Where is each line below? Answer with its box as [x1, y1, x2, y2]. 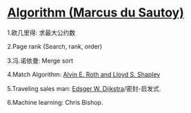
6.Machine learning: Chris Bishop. [7, 98, 103, 106]
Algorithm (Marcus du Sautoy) [7, 5, 185, 21]
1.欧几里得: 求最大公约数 [7, 28, 76, 37]
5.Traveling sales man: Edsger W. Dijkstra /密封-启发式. [7, 84, 161, 92]
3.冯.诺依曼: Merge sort [7, 56, 74, 65]
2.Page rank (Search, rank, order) [7, 42, 103, 50]
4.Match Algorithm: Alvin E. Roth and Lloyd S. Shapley [7, 70, 161, 79]
